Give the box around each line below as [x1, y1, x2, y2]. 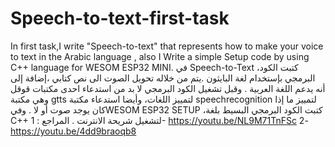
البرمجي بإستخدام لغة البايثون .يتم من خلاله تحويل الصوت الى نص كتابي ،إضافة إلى [10, 72, 316, 84]
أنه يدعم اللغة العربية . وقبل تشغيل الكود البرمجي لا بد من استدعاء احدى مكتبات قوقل [10, 82, 326, 94]
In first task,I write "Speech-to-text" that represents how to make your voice [10, 40, 324, 52]
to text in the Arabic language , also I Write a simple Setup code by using [10, 50, 310, 62]
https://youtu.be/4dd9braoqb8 [10, 125, 137, 137]
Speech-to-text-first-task [10, 7, 230, 30]
